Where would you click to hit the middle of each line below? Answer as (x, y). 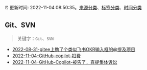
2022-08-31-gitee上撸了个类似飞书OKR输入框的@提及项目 (74, 49)
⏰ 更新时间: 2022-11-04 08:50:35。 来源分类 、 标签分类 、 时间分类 (73, 7)
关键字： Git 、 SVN (35, 38)
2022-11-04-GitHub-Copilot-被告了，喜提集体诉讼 (65, 62)
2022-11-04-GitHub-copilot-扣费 (46, 56)
